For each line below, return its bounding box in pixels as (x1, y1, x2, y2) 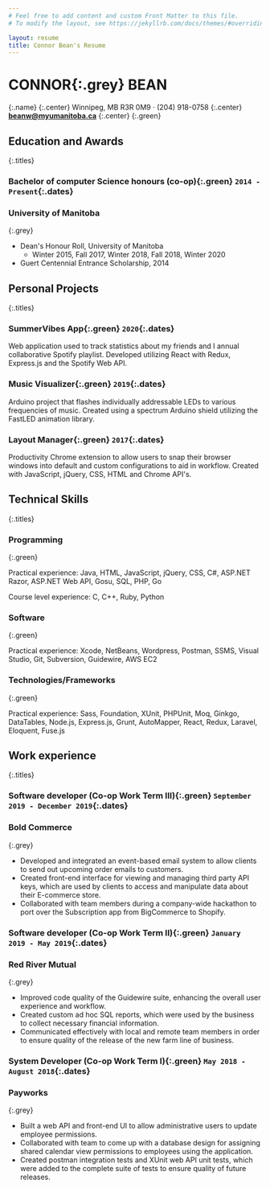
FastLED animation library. (8, 413, 95, 423)
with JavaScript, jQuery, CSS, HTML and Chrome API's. (8, 469, 192, 479)
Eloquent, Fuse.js (8, 726, 66, 735)
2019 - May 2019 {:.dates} (8, 937, 108, 948)
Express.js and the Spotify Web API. (8, 359, 128, 368)
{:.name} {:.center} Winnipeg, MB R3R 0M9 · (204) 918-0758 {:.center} (8, 102, 243, 113)
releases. (19, 1172, 51, 1182)
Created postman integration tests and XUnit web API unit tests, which (19, 1155, 253, 1165)
